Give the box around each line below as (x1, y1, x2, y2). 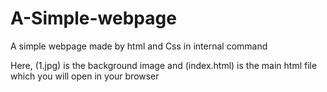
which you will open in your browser (10, 70, 160, 82)
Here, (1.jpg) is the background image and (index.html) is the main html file (10, 59, 318, 71)
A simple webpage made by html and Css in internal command (10, 40, 268, 52)
